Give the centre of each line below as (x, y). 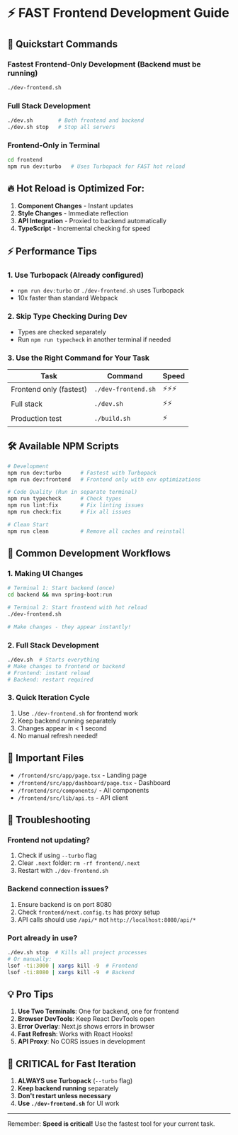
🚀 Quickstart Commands (63, 44)
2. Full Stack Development (53, 645)
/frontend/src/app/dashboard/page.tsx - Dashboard (94, 782)
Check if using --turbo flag (57, 856)
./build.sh (112, 419)
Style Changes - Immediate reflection (73, 213)
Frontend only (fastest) (49, 390)
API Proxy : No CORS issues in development (81, 1041)
